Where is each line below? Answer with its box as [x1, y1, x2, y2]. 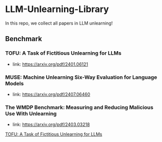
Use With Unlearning [5, 110, 57, 117]
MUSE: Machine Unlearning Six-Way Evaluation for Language [5, 74, 157, 81]
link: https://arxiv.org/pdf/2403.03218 [12, 121, 90, 127]
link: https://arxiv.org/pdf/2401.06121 [12, 61, 88, 67]
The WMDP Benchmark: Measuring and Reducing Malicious [5, 104, 153, 111]
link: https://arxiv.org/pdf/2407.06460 [12, 91, 90, 97]
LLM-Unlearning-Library [5, 4, 109, 15]
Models [5, 80, 24, 87]
